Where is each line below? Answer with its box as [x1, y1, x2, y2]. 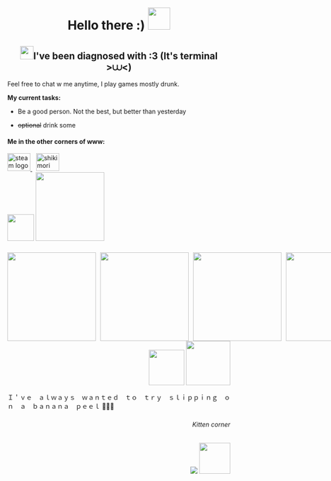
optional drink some [17, 121, 76, 129]
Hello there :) [67, 18, 146, 33]
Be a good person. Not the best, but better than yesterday [17, 107, 187, 115]
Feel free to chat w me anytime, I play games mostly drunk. [7, 80, 180, 88]
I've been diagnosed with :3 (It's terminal [33, 50, 218, 62]
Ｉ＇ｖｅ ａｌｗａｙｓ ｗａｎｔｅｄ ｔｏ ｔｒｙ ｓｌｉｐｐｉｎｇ [7, 393, 218, 402]
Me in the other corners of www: [7, 137, 105, 145]
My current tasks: [7, 94, 62, 102]
